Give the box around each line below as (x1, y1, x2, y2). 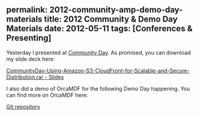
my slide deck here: (6, 55, 55, 63)
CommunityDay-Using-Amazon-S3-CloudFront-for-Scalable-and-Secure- (6, 67, 190, 74)
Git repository (6, 103, 40, 110)
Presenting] (6, 33, 52, 43)
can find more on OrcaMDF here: (6, 91, 89, 99)
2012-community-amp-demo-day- (49, 5, 183, 15)
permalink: (6, 5, 48, 15)
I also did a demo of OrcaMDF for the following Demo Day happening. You (6, 85, 191, 92)
